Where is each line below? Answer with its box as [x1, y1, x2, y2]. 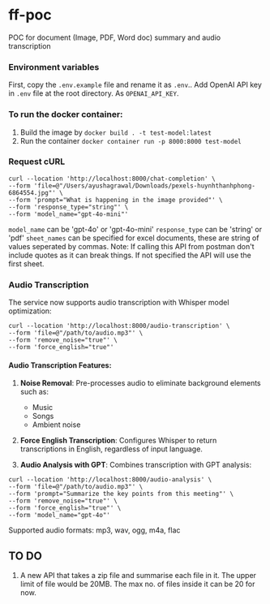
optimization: [8, 306, 52, 316]
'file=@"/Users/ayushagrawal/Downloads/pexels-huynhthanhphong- [33, 181, 255, 190]
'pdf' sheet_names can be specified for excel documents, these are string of [8, 233, 259, 243]
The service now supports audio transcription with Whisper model [8, 298, 229, 308]
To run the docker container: [8, 109, 123, 120]
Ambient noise [32, 420, 81, 429]
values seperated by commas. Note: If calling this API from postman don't [8, 241, 255, 251]
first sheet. [8, 258, 45, 269]
